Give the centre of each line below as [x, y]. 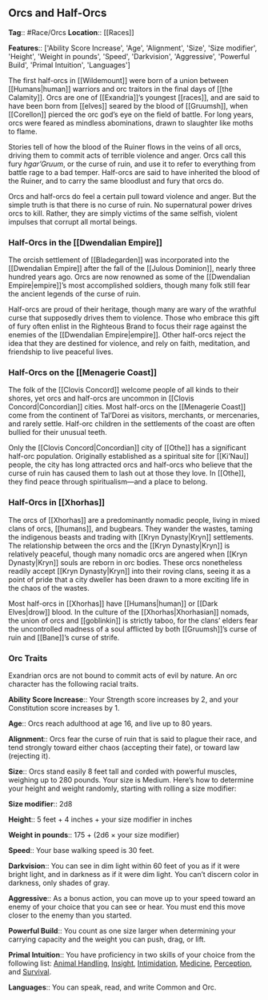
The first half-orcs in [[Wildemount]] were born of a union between [119, 80]
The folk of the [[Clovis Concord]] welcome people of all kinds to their [124, 390]
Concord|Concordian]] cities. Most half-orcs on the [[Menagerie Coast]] [127, 407]
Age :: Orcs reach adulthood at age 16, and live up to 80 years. [110, 723]
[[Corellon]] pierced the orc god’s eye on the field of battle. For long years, [131, 114]
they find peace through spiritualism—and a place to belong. [108, 482]
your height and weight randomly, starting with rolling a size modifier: [122, 788]
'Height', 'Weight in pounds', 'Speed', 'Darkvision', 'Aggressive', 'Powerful [129, 56]
